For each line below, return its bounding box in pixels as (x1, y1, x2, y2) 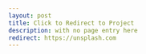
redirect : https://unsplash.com (8, 33, 116, 42)
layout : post (8, 11, 52, 20)
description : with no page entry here (8, 26, 138, 34)
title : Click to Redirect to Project (8, 19, 135, 27)
